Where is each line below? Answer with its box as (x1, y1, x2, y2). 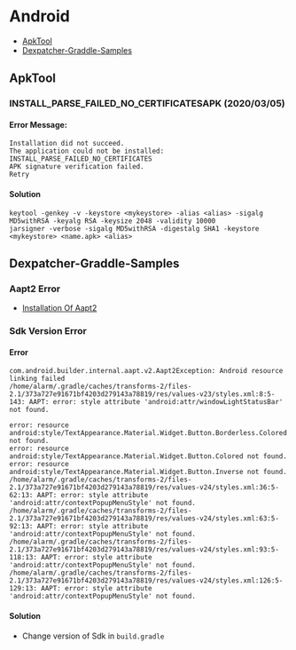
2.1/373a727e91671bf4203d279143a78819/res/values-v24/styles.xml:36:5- (9, 483, 279, 492)
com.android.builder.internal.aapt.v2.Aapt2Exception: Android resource (9, 367, 284, 376)
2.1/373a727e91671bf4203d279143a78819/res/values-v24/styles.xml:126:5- (9, 576, 284, 585)
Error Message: (9, 119, 68, 130)
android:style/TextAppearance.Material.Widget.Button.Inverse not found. (9, 468, 288, 477)
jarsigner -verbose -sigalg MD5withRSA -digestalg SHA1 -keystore (9, 224, 260, 233)
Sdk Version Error (9, 325, 87, 337)
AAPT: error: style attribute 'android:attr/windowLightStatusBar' (28, 398, 284, 407)
